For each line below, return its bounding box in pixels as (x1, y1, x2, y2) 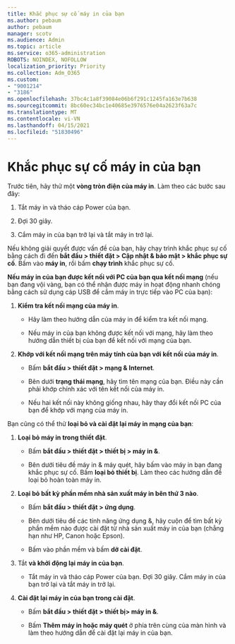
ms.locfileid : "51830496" (7, 128, 83, 135)
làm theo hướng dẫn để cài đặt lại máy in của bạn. (28, 628, 173, 637)
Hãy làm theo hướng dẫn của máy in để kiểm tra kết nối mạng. (28, 315, 208, 324)
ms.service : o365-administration (7, 50, 106, 57)
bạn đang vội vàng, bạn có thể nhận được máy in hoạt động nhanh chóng (7, 280, 221, 289)
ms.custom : (7, 75, 40, 83)
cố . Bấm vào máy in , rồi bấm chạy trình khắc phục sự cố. (7, 259, 175, 268)
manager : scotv (7, 30, 52, 37)
